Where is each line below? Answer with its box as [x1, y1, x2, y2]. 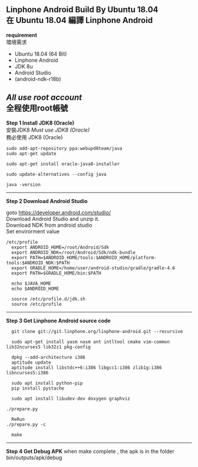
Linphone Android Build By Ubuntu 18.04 [6, 5, 159, 15]
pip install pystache [11, 385, 65, 391]
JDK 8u [14, 63, 34, 70]
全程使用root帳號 [6, 103, 68, 113]
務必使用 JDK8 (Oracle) [6, 133, 63, 141]
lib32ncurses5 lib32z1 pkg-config [6, 344, 91, 350]
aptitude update [11, 360, 51, 365]
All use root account [6, 93, 82, 103]
